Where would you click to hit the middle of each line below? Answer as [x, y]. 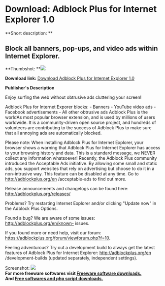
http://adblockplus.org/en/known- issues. [47, 223]
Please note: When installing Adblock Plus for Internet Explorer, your [74, 142]
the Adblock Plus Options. [32, 208]
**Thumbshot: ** [23, 69]
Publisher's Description [30, 87]
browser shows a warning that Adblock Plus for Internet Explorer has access [83, 147]
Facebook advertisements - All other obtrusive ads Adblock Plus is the [77, 112]
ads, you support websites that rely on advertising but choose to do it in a [80, 169]
